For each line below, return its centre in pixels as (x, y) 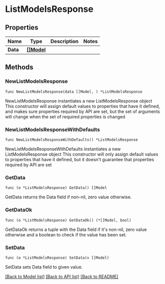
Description (64, 41)
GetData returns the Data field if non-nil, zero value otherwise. (68, 197)
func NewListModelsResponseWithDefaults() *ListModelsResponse (72, 140)
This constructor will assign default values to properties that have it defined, (83, 106)
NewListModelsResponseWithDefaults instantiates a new (63, 149)
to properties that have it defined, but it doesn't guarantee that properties (80, 159)
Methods (19, 67)
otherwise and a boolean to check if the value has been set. (66, 234)
